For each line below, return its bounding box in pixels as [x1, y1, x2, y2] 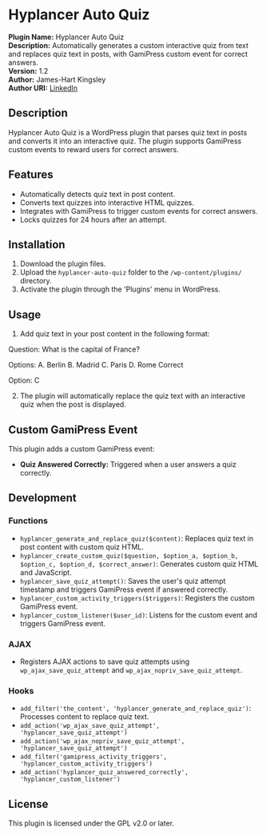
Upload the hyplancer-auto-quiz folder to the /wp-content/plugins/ [19, 267, 242, 277]
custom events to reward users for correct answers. [8, 144, 179, 154]
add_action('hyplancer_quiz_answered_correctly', [19, 769, 189, 777]
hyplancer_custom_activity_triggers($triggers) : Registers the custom [19, 593, 256, 602]
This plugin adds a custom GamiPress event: [8, 444, 155, 453]
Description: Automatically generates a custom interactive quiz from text [8, 40, 249, 50]
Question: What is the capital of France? [8, 344, 141, 354]
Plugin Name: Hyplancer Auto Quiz [8, 32, 125, 42]
